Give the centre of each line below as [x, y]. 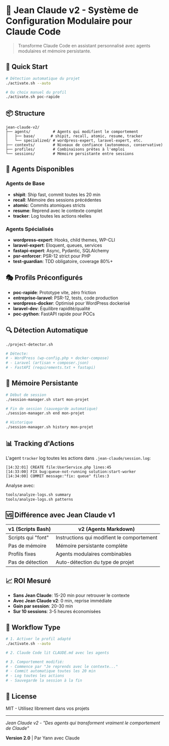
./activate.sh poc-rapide [33, 97]
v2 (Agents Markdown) [106, 529]
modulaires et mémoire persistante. [55, 51]
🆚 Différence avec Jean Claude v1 [60, 515]
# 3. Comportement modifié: [35, 662]
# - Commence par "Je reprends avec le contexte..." [62, 666]
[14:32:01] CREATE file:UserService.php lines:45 [59, 467]
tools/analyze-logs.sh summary [38, 495]
